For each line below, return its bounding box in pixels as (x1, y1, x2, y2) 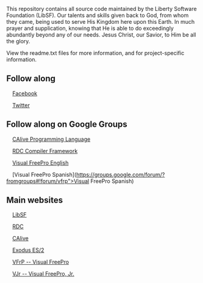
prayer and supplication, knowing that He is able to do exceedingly (6, 24, 174, 32)
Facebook (12, 90, 38, 97)
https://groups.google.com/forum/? (76, 171, 165, 178)
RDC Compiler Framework (12, 147, 78, 154)
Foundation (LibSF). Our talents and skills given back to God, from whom (6, 12, 189, 19)
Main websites (6, 195, 63, 206)
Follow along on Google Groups (6, 119, 128, 130)
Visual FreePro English (12, 159, 69, 167)
